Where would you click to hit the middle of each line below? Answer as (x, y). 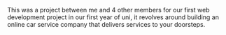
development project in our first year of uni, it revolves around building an (113, 17)
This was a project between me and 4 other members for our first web (108, 10)
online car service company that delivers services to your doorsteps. (106, 24)
